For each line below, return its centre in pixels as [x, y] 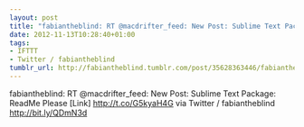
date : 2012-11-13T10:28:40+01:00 [72, 34]
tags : [19, 43]
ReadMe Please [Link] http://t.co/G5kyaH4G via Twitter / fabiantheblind [142, 103]
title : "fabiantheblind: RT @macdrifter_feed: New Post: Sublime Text [145, 26]
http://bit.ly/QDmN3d [48, 113]
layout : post [34, 18]
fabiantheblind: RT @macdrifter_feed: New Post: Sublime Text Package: [143, 93]
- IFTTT [24, 51]
